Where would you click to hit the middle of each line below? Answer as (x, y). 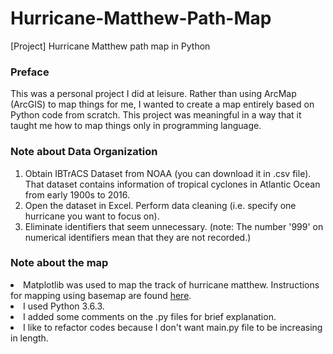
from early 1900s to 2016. (77, 194)
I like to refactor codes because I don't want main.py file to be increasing (173, 327)
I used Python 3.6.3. (64, 306)
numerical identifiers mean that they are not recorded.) (138, 237)
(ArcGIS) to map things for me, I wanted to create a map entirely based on (162, 104)
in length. (29, 338)
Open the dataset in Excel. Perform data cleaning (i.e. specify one (160, 205)
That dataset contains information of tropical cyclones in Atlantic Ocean (172, 184)
